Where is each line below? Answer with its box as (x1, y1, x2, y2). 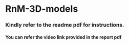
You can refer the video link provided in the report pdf (5, 34, 122, 40)
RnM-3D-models (5, 3, 78, 15)
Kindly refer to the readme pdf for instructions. (5, 21, 124, 29)
